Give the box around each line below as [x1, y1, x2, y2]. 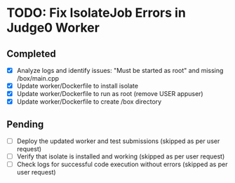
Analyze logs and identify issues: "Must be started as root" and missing [16, 67, 224, 74]
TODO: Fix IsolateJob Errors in [6, 5, 187, 21]
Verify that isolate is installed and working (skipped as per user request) [16, 152, 225, 161]
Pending [6, 118, 44, 130]
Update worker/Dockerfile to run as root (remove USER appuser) [16, 90, 204, 98]
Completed [6, 48, 57, 60]
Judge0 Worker [6, 20, 100, 36]
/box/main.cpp [16, 74, 60, 83]
